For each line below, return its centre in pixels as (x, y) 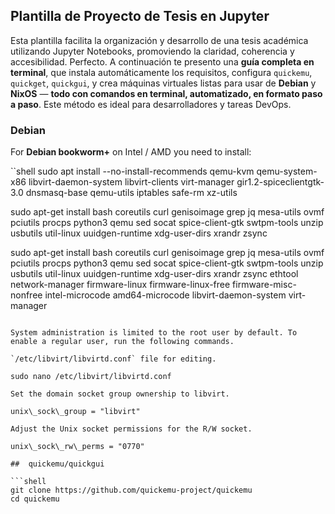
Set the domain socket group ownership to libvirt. (120, 394)
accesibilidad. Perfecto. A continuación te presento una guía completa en (162, 61)
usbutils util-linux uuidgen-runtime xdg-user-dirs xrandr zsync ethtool (154, 274)
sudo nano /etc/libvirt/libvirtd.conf (91, 377)
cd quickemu (35, 499)
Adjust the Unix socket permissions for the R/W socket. (131, 429)
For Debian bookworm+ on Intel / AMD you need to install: (131, 152)
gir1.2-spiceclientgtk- (280, 182)
